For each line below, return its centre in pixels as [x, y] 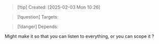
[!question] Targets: [38, 17]
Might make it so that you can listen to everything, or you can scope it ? [80, 36]
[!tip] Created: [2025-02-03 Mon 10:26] [59, 7]
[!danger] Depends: [38, 26]
